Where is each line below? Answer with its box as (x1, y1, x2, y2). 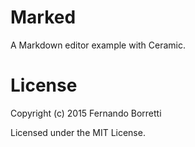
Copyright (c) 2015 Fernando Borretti (10, 107, 162, 119)
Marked (10, 6, 77, 29)
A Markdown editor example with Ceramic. (10, 39, 187, 51)
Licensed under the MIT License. (10, 126, 146, 138)
